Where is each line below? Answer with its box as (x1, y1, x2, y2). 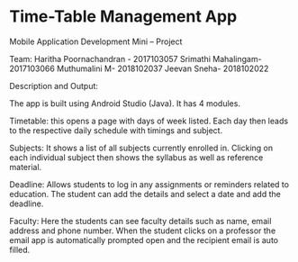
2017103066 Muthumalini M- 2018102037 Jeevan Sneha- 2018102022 (9, 63, 269, 74)
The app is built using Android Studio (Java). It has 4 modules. (9, 97, 241, 109)
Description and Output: (9, 80, 99, 91)
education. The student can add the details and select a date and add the (9, 188, 281, 199)
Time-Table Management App (9, 6, 238, 27)
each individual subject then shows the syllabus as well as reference (9, 151, 264, 163)
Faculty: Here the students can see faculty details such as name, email (9, 215, 272, 226)
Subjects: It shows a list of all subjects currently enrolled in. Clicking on (9, 142, 273, 153)
